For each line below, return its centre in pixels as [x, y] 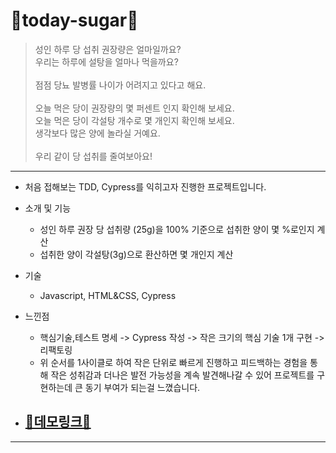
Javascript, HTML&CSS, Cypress [108, 295]
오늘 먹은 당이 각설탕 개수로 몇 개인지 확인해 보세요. [134, 120]
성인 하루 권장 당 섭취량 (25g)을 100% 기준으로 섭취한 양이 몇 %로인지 [177, 229]
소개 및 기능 [48, 208]
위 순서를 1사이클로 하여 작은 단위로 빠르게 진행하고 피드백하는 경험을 [173, 362]
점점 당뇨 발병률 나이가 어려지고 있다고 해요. [120, 85]
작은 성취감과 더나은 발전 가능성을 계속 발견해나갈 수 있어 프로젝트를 [182, 375]
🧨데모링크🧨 [58, 422]
